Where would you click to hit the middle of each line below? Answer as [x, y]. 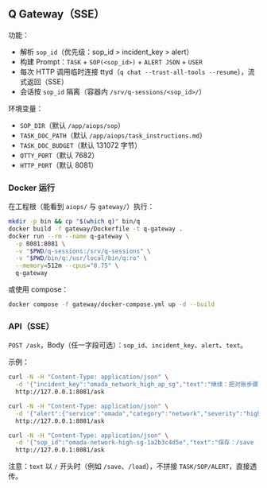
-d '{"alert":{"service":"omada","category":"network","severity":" [131, 413]
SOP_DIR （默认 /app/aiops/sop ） [72, 125]
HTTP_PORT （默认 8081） [59, 165]
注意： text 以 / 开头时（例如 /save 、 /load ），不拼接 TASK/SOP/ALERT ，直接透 [133, 467]
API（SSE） [31, 326]
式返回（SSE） [44, 81]
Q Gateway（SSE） [56, 14]
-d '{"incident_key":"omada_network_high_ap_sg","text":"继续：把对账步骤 [137, 385]
